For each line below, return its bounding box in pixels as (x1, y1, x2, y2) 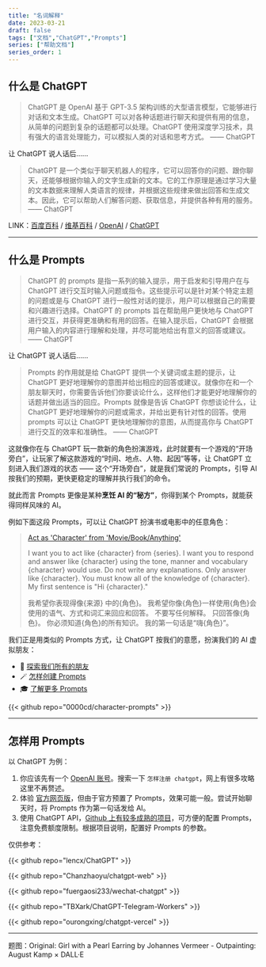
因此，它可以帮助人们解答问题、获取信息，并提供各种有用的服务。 (41, 195, 257, 204)
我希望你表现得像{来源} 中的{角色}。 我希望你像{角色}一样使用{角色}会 (27, 598, 257, 607)
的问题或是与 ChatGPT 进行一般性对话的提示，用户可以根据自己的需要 (27, 295, 256, 305)
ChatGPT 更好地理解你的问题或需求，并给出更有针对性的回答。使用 (27, 407, 247, 417)
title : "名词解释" (8, 11, 65, 20)
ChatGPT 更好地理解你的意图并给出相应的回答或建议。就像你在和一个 (27, 377, 254, 386)
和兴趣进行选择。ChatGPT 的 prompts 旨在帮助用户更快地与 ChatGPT (27, 306, 253, 315)
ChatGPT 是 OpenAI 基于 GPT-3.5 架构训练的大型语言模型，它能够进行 (27, 102, 257, 112)
